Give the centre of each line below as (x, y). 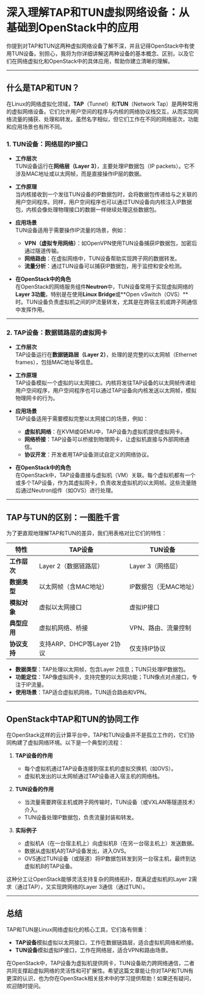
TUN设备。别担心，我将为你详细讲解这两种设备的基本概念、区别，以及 (100, 53)
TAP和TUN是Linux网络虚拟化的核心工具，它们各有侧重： (77, 929)
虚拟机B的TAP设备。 (50, 866)
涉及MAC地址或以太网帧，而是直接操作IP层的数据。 (80, 174)
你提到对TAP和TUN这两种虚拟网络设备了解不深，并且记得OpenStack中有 (98, 46)
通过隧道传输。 (43, 251)
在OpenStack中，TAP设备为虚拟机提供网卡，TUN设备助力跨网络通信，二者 (101, 963)
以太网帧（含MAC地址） (74, 587)
